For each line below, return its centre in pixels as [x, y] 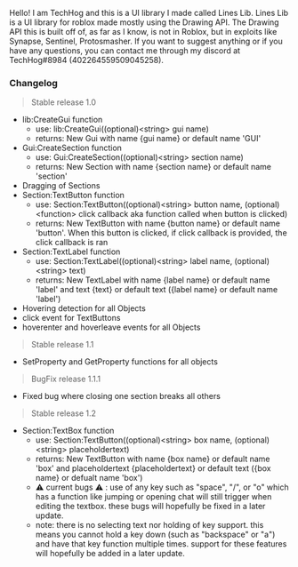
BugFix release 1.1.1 [66, 379]
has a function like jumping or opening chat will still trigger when [153, 497]
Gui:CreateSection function [72, 148]
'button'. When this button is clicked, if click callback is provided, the [161, 233]
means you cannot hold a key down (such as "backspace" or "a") [155, 535]
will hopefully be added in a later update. [110, 554]
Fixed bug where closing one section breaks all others [121, 396]
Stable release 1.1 [62, 345]
